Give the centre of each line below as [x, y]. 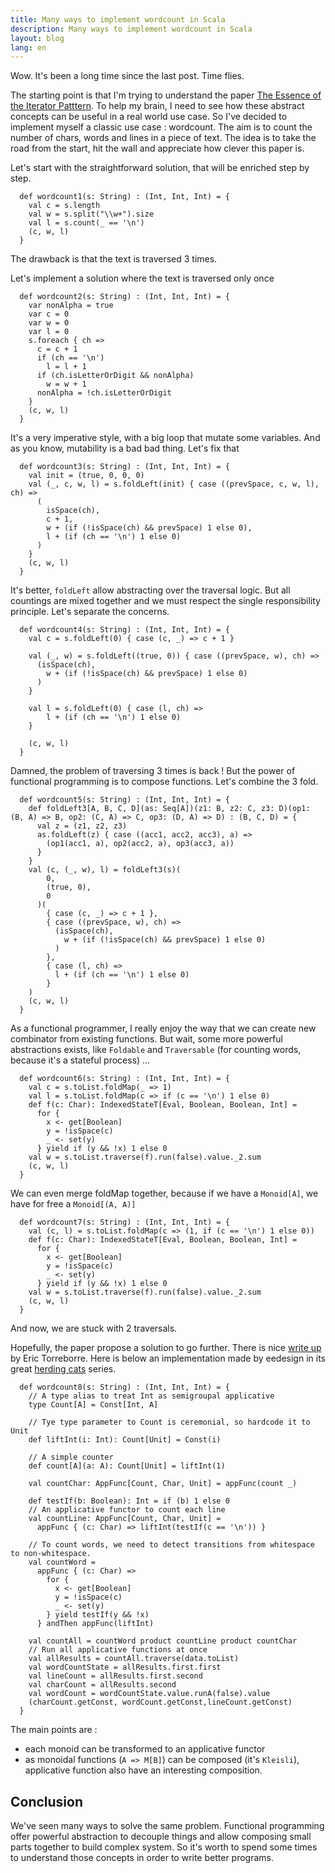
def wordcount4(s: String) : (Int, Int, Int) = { [124, 630]
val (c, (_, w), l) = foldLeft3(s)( [105, 870]
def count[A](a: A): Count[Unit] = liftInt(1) [127, 1466]
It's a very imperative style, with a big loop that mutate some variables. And [165, 438]
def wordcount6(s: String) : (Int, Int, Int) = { [124, 1079]
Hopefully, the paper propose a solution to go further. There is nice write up [166, 1348]
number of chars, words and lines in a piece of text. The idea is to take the [163, 138]
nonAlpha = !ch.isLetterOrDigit [104, 393]
